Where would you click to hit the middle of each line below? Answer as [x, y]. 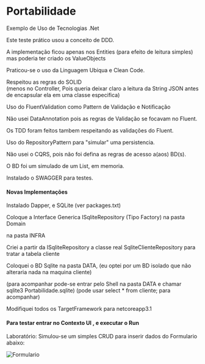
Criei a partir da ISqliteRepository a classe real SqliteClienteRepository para [101, 247]
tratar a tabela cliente [33, 254]
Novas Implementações [37, 192]
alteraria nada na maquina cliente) [49, 272]
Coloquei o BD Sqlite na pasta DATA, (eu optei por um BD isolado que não [99, 266]
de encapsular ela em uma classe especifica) [63, 95]
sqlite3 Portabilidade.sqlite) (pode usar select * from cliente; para [88, 291]
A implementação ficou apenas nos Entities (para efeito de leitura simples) [100, 52]
